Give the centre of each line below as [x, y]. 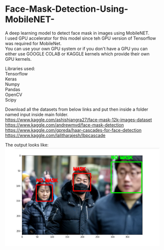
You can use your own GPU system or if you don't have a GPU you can [76, 49]
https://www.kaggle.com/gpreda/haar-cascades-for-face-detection [73, 130]
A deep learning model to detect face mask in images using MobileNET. [77, 33]
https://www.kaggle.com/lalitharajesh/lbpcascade [55, 135]
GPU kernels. [18, 59]
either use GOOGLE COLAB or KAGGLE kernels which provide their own [77, 54]
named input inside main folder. [37, 114]
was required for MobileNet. [34, 43]
